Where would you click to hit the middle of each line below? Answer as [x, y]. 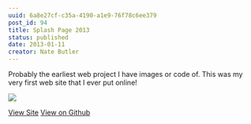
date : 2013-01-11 [37, 45]
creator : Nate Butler [44, 52]
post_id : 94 [28, 23]
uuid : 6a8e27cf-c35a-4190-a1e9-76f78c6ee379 [82, 15]
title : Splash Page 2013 [49, 30]
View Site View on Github [49, 112]
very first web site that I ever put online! [73, 82]
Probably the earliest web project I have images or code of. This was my [126, 74]
